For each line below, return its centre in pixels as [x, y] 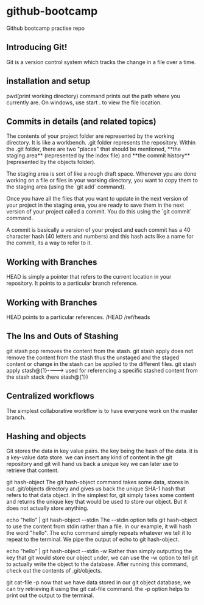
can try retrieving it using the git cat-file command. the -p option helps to [98, 589]
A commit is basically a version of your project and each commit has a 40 [98, 230]
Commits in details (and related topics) [81, 121]
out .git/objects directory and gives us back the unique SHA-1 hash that [96, 489]
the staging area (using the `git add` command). [66, 187]
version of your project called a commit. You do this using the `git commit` [99, 212]
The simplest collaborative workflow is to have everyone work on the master [102, 410]
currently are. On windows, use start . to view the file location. [84, 102]
